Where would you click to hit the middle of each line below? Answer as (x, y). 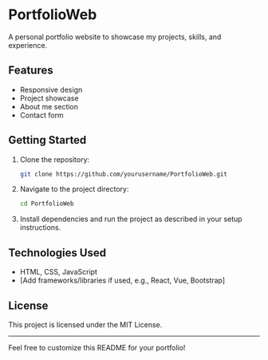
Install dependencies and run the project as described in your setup (131, 219)
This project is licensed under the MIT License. (85, 324)
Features (31, 71)
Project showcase (49, 98)
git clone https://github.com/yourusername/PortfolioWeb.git (124, 174)
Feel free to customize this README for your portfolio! (97, 347)
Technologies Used (57, 253)
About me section (49, 106)
